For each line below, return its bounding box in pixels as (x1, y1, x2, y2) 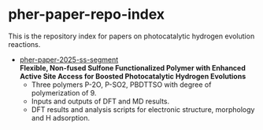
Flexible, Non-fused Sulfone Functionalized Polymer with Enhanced (19, 63, 246, 72)
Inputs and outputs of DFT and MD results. (31, 96, 170, 106)
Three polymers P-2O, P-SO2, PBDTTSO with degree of (31, 80, 212, 89)
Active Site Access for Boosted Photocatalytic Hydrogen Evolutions (19, 71, 246, 81)
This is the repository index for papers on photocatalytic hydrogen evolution (8, 31, 255, 41)
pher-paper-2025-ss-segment (19, 55, 119, 64)
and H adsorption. (31, 113, 91, 122)
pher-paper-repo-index (8, 5, 165, 23)
